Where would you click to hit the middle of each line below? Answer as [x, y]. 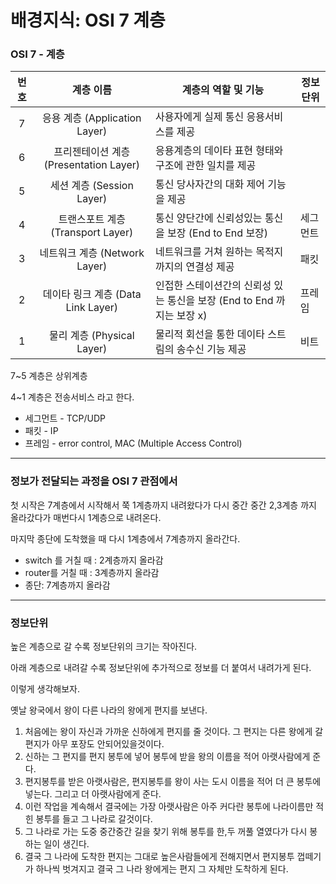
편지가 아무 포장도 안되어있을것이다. [94, 744]
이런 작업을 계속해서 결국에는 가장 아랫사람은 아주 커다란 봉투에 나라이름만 [169, 807]
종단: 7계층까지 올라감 [67, 585]
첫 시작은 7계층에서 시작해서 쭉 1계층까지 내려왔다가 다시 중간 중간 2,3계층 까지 [163, 505]
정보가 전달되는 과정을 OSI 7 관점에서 [94, 481]
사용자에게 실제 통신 [200, 117]
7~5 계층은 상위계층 [49, 376]
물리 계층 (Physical [91, 336]
